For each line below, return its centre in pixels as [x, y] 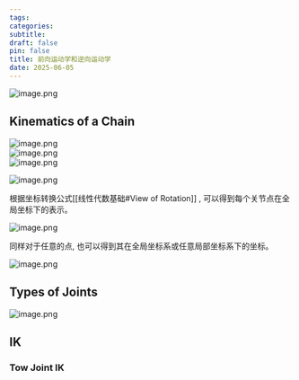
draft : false [34, 43]
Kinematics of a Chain [72, 122]
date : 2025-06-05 [42, 68]
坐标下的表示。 [44, 209]
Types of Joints [54, 292]
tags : [19, 18]
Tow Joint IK [37, 367]
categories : [31, 26]
